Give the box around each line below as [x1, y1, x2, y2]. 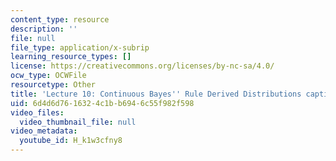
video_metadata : [10, 126, 78, 136]
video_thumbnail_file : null [19, 117, 137, 127]
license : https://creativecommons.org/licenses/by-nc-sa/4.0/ [10, 61, 275, 71]
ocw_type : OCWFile [10, 71, 87, 81]
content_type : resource [10, 14, 110, 25]
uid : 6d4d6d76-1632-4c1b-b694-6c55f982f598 [10, 98, 195, 108]
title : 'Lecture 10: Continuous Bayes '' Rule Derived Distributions [10, 89, 302, 99]
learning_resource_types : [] [10, 52, 132, 62]
